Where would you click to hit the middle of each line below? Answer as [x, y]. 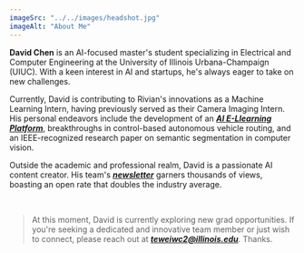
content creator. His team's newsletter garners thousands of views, [136, 175]
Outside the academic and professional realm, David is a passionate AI [141, 165]
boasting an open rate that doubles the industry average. [116, 184]
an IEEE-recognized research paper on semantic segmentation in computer [150, 137]
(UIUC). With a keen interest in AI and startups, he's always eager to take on [152, 71]
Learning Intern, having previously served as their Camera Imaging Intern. [147, 108]
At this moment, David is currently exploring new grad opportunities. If [163, 219]
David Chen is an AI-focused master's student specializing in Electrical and [151, 52]
